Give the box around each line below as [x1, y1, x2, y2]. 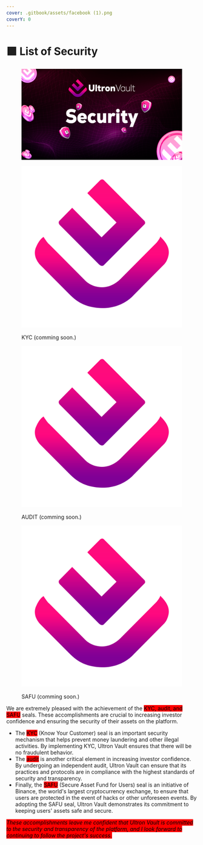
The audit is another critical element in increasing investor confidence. [15, 755, 191, 762]
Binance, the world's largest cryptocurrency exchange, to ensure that [15, 787, 189, 794]
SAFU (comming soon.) [21, 693, 80, 700]
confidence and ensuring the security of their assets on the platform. [6, 717, 179, 724]
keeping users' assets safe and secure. [15, 807, 113, 814]
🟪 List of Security [6, 44, 98, 58]
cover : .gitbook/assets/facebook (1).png [6, 10, 113, 16]
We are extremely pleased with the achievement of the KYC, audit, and [6, 704, 183, 712]
